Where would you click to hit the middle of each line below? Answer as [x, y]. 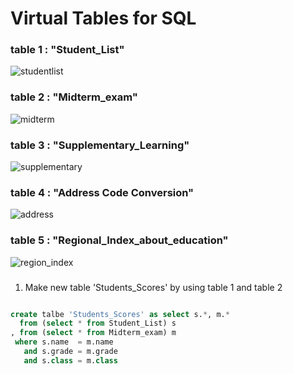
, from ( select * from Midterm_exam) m [93, 333]
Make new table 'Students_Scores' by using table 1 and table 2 [153, 287]
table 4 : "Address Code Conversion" [102, 192]
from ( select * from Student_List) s [98, 323]
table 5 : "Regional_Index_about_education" [119, 240]
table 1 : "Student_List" [67, 50]
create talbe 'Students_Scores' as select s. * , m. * [120, 314]
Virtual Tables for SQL [103, 18]
